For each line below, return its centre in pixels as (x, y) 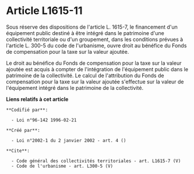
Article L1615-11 (44, 11)
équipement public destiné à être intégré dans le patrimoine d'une (85, 33)
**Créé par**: (23, 130)
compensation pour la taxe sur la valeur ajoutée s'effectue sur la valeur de (95, 81)
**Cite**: (18, 151)
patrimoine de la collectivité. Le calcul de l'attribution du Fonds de (85, 75)
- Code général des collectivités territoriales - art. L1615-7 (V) (96, 161)
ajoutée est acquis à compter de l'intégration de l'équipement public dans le (97, 69)
